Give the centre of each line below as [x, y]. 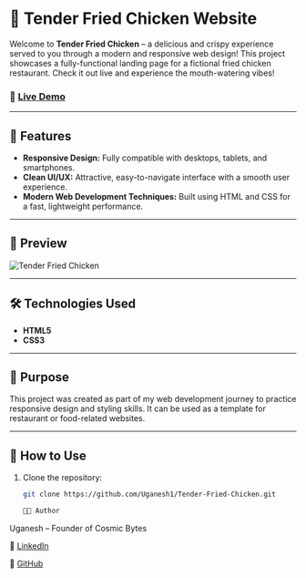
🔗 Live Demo [37, 97]
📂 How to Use [48, 455]
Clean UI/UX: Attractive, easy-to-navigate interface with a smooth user [156, 178]
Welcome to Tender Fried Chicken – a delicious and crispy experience [142, 44]
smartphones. [49, 168]
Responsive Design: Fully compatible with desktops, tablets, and [145, 158]
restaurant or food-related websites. [77, 418]
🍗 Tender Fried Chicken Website [133, 19]
